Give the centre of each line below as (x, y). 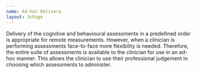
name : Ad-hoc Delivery (34, 11)
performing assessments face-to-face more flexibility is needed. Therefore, (97, 46)
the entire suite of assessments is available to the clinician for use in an (92, 52)
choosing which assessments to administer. (59, 64)
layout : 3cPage (25, 17)
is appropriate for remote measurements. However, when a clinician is (90, 40)
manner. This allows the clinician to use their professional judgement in (102, 58)
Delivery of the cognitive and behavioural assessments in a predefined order (98, 33)
